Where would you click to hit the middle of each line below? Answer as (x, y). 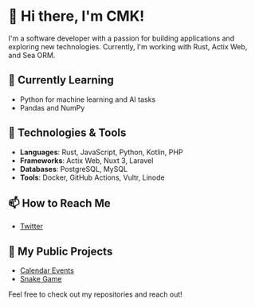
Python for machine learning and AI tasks (88, 99)
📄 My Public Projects (61, 251)
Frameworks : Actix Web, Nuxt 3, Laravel (86, 160)
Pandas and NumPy (52, 107)
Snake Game (41, 279)
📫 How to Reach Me (59, 203)
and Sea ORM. (32, 55)
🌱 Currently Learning (61, 80)
